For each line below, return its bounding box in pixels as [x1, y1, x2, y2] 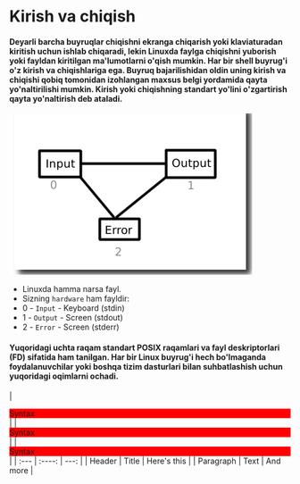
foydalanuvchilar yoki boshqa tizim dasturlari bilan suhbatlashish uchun [9, 361, 283, 371]
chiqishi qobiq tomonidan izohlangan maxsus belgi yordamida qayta [9, 74, 268, 85]
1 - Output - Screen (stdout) [21, 313, 123, 323]
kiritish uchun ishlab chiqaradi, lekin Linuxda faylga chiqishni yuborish [9, 46, 277, 56]
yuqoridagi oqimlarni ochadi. [9, 371, 119, 381]
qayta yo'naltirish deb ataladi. [9, 93, 123, 104]
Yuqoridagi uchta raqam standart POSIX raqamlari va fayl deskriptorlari [9, 342, 280, 353]
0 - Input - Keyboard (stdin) [21, 303, 125, 313]
